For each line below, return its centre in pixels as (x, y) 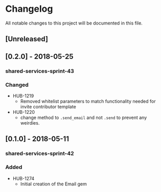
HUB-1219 (23, 95)
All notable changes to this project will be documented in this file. (74, 23)
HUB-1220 (24, 112)
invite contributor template (48, 106)
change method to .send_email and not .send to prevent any (84, 117)
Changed (17, 85)
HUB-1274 (24, 178)
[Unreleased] (27, 39)
